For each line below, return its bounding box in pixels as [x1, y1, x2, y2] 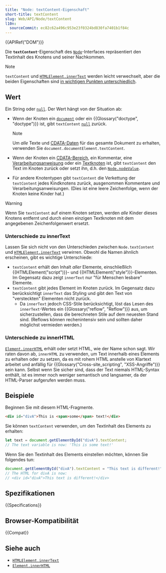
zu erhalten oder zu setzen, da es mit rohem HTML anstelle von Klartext [5, 356, 152, 362]
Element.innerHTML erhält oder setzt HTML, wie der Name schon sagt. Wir [5, 345, 156, 351]
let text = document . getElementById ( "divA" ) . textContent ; [5, 438, 127, 443]
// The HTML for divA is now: [5, 471, 68, 476]
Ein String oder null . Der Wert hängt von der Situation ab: [5, 106, 123, 112]
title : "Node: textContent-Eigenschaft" [5, 7, 90, 12]
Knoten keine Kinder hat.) [12, 191, 65, 196]
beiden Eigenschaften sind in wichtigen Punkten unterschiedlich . [5, 79, 137, 85]
